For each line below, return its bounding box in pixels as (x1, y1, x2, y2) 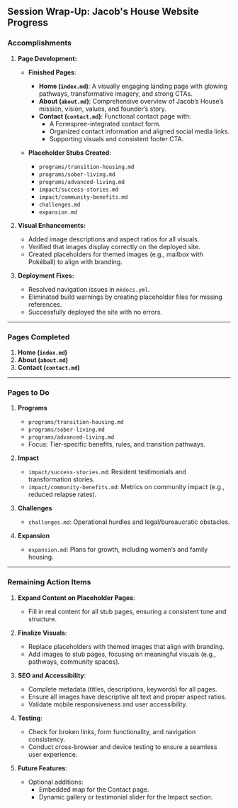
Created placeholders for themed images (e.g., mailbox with (28, 250, 204, 258)
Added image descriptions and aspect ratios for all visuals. (28, 234, 200, 244)
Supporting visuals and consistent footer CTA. (49, 134, 184, 143)
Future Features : (17, 763, 67, 772)
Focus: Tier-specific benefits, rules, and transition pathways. (28, 440, 205, 449)
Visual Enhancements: (17, 221, 86, 229)
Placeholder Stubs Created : (28, 148, 111, 157)
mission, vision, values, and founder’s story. (38, 104, 166, 113)
